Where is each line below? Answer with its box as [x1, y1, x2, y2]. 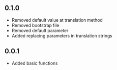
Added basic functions [11, 60, 58, 66]
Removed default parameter [11, 27, 69, 34]
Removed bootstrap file [11, 22, 59, 28]
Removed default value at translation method [11, 17, 103, 23]
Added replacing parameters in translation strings [11, 33, 113, 38]
